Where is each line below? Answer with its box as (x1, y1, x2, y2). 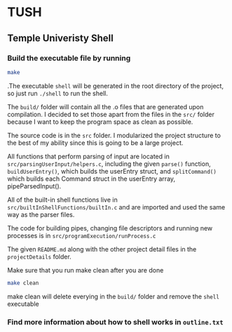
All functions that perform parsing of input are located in (7, 152, 170, 160)
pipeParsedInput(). (7, 181, 62, 190)
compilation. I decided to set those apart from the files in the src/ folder (7, 110, 215, 118)
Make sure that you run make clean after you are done (7, 265, 164, 274)
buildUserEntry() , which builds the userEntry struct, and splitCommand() (7, 167, 217, 175)
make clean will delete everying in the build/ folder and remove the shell (7, 292, 219, 300)
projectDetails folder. (7, 252, 71, 261)
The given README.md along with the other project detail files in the (7, 244, 197, 253)
